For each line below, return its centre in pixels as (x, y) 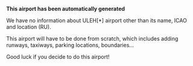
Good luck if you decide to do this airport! (58, 57)
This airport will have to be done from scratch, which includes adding (92, 38)
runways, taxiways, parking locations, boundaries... (70, 45)
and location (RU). (29, 27)
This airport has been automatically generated (66, 9)
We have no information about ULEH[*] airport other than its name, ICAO (96, 20)
